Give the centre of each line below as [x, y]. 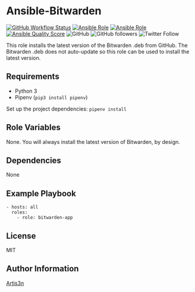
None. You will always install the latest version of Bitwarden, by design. [93, 142]
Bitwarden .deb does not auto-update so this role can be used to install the [98, 51]
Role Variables [33, 128]
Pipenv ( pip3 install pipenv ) [51, 97]
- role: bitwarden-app [45, 218]
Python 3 [26, 91]
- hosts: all [22, 207]
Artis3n [15, 283]
